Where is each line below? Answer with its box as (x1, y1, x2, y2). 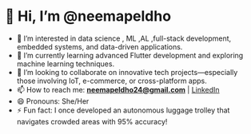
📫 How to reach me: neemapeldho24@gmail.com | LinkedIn (16, 85, 220, 94)
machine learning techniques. (16, 59, 115, 69)
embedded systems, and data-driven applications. (16, 41, 183, 51)
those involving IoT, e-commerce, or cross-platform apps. (16, 76, 207, 85)
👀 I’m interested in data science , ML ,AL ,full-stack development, (16, 33, 232, 43)
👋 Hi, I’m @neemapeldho (5, 7, 171, 26)
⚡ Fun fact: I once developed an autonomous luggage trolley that (16, 105, 230, 115)
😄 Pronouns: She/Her (16, 96, 90, 106)
